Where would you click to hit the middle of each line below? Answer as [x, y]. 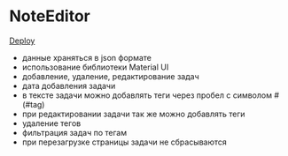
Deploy [22, 41]
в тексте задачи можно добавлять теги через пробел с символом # [151, 95]
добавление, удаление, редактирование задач [110, 76]
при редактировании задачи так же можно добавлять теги [133, 114]
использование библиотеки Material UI [95, 67]
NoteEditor [50, 16]
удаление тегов [51, 123]
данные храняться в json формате [87, 57]
